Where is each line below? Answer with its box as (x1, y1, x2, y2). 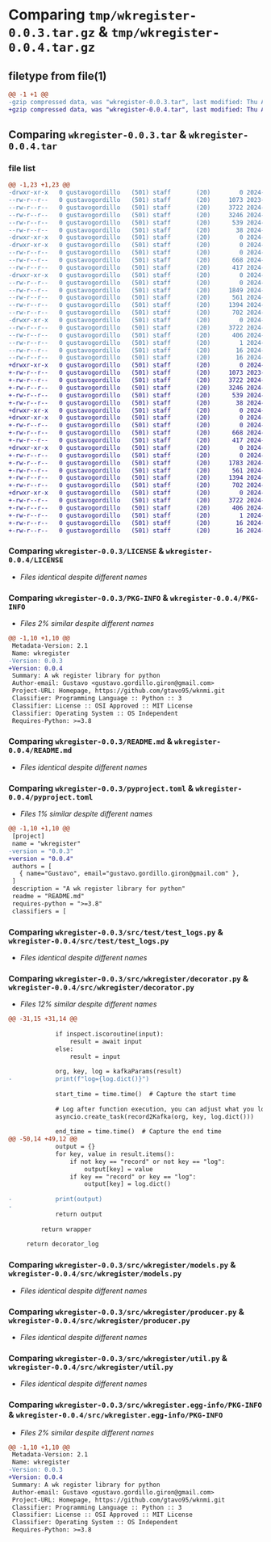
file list (8, 162, 36, 174)
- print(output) (8, 1195, 103, 1204)
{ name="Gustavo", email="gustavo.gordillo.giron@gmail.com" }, (19, 870, 240, 878)
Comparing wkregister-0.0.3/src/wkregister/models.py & (8, 1259, 236, 1271)
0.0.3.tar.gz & (8, 23, 109, 41)
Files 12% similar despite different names (19, 999, 157, 1009)
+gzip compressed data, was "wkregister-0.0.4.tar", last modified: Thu (8, 105, 258, 114)
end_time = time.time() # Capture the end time (55, 1128, 222, 1136)
